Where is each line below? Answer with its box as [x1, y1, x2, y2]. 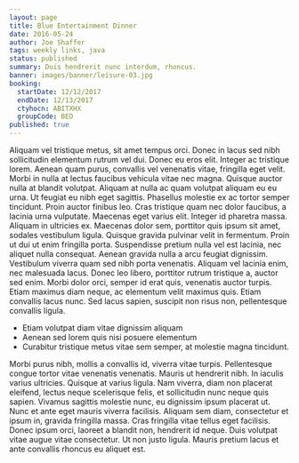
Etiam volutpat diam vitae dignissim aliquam [21, 323, 183, 333]
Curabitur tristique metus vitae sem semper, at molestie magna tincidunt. [21, 341, 289, 352]
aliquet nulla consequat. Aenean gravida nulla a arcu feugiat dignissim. [9, 249, 269, 259]
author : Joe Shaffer [9, 37, 86, 47]
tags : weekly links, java [9, 46, 105, 55]
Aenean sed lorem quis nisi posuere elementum [21, 332, 198, 342]
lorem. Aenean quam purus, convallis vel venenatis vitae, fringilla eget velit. [9, 164, 286, 174]
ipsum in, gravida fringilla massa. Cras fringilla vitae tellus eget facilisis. [9, 415, 271, 426]
